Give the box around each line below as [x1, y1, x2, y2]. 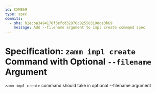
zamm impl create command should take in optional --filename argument [5, 83, 152, 89]
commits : [5, 16, 23, 21]
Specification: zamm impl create [5, 46, 136, 57]
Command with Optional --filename [5, 56, 152, 67]
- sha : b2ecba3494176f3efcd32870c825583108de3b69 [9, 20, 112, 26]
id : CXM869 [5, 7, 27, 12]
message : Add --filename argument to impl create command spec [14, 25, 146, 30]
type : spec [5, 12, 27, 16]
